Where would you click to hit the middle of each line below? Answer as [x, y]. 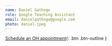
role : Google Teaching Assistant [40, 15]
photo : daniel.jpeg [26, 24]
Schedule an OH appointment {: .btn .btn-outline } [56, 38]
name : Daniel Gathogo [28, 10]
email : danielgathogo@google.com [40, 19]
